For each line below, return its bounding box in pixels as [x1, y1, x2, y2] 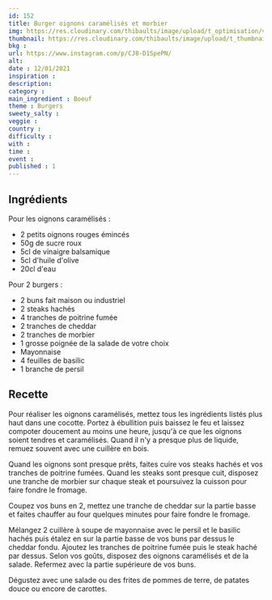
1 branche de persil [19, 364, 84, 373]
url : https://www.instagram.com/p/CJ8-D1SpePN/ [8, 49, 172, 57]
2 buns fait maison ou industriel [19, 295, 125, 304]
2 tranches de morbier [19, 330, 96, 339]
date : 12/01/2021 [8, 65, 70, 73]
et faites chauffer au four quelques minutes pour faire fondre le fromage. [8, 509, 251, 519]
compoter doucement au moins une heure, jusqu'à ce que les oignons [8, 426, 242, 436]
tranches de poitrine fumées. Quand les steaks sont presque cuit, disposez [8, 467, 259, 478]
